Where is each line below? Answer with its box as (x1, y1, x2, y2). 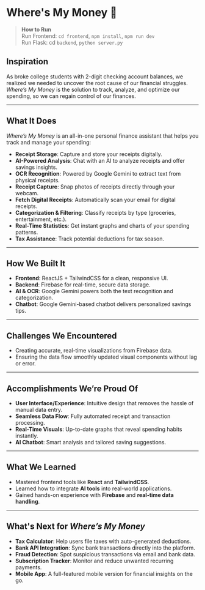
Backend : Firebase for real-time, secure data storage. (15, 281, 151, 288)
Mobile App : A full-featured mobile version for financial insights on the (15, 570, 193, 577)
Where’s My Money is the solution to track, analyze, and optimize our (6, 86, 180, 93)
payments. (15, 563, 42, 571)
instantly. (15, 432, 38, 439)
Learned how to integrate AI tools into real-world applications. (15, 485, 172, 492)
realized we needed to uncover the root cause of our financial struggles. (6, 79, 188, 86)
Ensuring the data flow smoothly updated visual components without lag (15, 353, 197, 360)
